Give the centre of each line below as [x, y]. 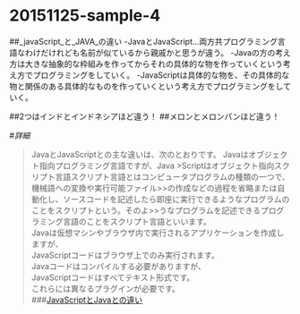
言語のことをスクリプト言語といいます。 [137, 221]
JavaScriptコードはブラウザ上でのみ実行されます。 [125, 255]
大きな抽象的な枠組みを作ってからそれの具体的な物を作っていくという [154, 64]
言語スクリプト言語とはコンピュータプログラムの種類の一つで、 [172, 176]
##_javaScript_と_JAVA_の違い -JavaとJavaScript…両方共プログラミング [144, 41]
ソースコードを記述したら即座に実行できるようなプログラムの [176, 199]
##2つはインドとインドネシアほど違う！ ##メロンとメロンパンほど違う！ [145, 116]
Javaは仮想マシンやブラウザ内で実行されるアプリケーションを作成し [158, 233]
